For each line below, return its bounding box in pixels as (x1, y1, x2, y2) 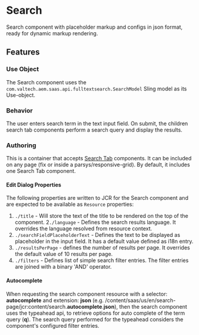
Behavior (6, 106, 33, 114)
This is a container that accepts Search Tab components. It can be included (6, 155, 192, 162)
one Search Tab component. (6, 167, 76, 175)
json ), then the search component (103, 303, 188, 310)
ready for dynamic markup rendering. (6, 29, 98, 36)
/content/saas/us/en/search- (105, 297, 176, 304)
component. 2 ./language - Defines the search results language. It (14, 219, 176, 226)
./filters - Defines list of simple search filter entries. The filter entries (14, 257, 189, 264)
